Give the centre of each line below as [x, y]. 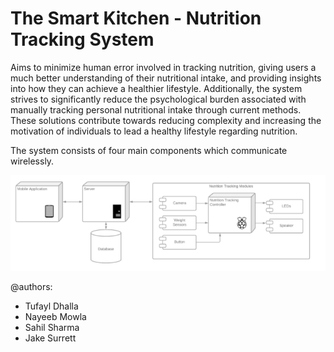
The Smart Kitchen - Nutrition [136, 18]
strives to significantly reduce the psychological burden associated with [158, 99]
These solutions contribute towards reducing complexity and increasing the [166, 120]
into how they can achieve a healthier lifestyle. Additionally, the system [156, 88]
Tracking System [82, 39]
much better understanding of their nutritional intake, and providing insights [166, 78]
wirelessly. [32, 161]
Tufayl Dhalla [51, 306]
